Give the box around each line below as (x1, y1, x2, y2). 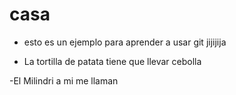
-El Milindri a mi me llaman (9, 74, 119, 87)
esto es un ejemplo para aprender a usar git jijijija (23, 36, 227, 48)
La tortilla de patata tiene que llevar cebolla (23, 55, 202, 67)
